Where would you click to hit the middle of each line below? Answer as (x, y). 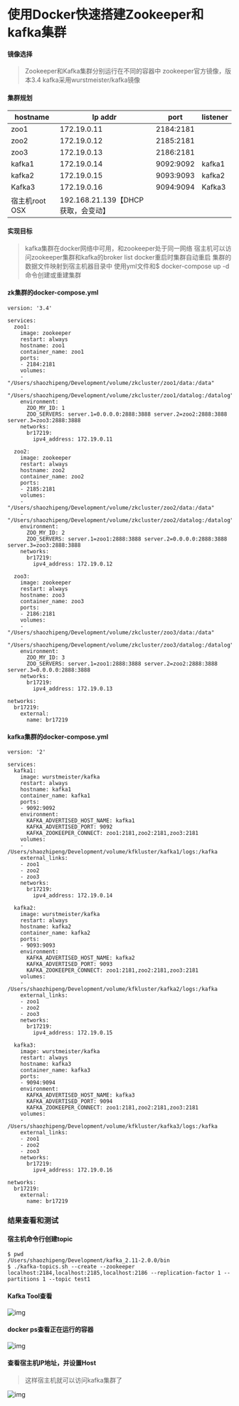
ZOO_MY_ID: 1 (46, 408)
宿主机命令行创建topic (40, 1238)
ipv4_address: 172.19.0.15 (73, 1033)
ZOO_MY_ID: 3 (46, 657)
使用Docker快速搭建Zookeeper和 (106, 15)
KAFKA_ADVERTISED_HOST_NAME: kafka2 (80, 958)
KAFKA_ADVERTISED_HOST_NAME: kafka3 (80, 1095)
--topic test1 (70, 1279)
